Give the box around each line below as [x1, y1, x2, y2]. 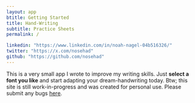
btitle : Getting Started [6, 15, 69, 21]
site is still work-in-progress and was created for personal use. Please [6, 83, 182, 90]
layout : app [6, 8, 36, 15]
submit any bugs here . [6, 89, 63, 97]
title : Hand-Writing [6, 20, 59, 26]
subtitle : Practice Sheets [6, 25, 75, 32]
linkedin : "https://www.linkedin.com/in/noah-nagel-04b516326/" [6, 42, 173, 48]
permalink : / [6, 32, 39, 38]
